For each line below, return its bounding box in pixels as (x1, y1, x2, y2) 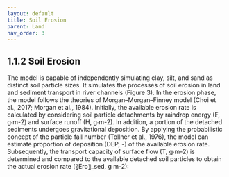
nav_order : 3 (7, 29, 45, 37)
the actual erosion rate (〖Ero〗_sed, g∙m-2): (7, 162, 130, 171)
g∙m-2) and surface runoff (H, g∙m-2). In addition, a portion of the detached (7, 118, 223, 126)
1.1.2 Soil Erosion (7, 55, 81, 67)
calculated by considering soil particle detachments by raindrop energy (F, (7, 110, 221, 119)
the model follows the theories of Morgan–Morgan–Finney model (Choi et (7, 96, 217, 104)
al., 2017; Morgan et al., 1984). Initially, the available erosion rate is (7, 103, 196, 112)
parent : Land (7, 23, 45, 30)
